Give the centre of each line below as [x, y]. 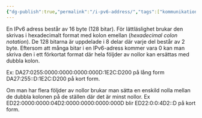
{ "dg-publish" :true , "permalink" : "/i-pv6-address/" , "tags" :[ [83, 12]
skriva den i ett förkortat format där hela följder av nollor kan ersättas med [98, 54]
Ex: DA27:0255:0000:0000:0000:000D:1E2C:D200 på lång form [85, 72]
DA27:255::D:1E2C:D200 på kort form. [53, 78]
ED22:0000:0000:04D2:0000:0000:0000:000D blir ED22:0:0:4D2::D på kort [101, 103]
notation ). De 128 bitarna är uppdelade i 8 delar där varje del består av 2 [96, 41]
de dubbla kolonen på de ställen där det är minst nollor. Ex [78, 96]
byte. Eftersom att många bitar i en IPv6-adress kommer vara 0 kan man [96, 48]
